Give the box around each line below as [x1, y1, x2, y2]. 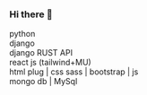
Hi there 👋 [9, 8, 54, 21]
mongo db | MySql [9, 76, 78, 87]
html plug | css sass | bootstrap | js [9, 66, 139, 77]
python [9, 29, 36, 39]
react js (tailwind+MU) [9, 57, 91, 68]
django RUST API [9, 47, 73, 58]
